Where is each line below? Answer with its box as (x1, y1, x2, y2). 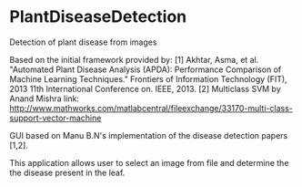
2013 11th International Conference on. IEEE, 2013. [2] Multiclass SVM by (9, 83, 282, 94)
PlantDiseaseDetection (9, 6, 187, 27)
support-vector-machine (9, 112, 102, 123)
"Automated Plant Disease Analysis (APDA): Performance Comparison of (9, 64, 282, 75)
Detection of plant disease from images (9, 36, 157, 47)
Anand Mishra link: (9, 93, 80, 104)
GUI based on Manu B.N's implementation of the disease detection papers (9, 130, 288, 140)
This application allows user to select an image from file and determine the (9, 157, 289, 168)
